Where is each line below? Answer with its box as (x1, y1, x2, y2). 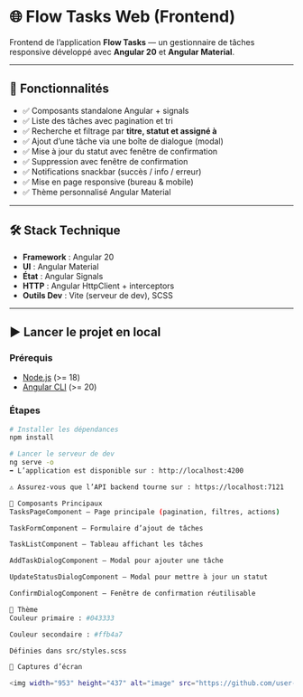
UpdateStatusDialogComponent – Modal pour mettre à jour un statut (9, 572, 269, 582)
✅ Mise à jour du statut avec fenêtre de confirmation (22, 146, 218, 156)
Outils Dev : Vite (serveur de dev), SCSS (22, 289, 173, 300)
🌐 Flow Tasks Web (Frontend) (9, 6, 236, 27)
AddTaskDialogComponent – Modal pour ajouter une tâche (9, 556, 224, 566)
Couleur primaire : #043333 (9, 613, 115, 623)
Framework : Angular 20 (22, 251, 115, 262)
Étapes (9, 404, 41, 417)
